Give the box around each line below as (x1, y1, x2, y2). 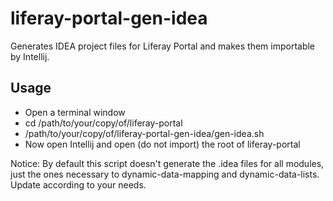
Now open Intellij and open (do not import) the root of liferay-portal (24, 138, 301, 150)
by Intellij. (10, 50, 50, 62)
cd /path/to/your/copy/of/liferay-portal (24, 117, 183, 129)
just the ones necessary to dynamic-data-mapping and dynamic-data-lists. (10, 168, 320, 180)
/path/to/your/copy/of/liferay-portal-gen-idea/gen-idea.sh (24, 127, 265, 139)
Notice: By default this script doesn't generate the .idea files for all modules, (10, 157, 325, 169)
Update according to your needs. (10, 178, 147, 191)
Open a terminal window (24, 106, 126, 118)
